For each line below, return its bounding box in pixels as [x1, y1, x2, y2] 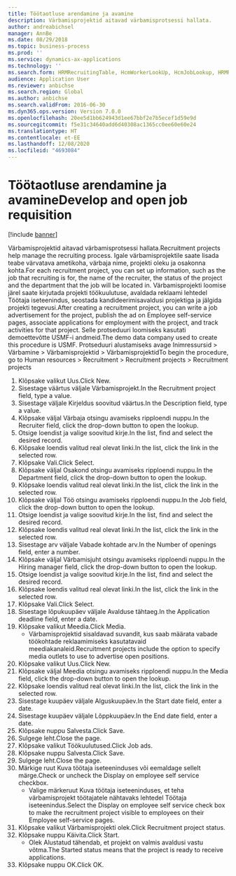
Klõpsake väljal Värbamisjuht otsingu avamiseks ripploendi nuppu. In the [18, 555, 225, 563]
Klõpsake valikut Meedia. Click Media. [18, 622, 126, 631]
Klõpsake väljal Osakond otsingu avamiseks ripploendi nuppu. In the [18, 465, 213, 474]
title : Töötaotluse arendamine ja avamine [8, 10, 134, 18]
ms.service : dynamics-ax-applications [8, 56, 121, 63]
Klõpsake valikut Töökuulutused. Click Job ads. [18, 741, 153, 750]
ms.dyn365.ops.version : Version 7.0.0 [8, 108, 121, 115]
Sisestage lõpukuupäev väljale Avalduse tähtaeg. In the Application [18, 607, 210, 615]
